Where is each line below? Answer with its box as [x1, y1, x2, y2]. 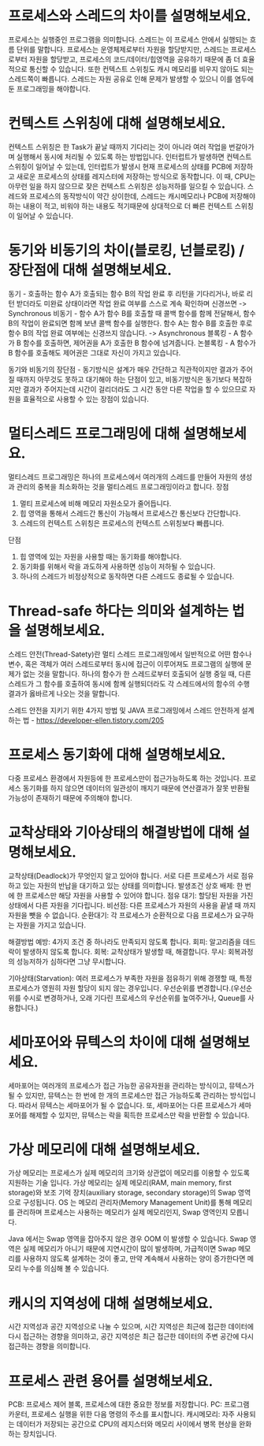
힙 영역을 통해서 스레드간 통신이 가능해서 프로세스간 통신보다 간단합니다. [19, 508, 241, 518]
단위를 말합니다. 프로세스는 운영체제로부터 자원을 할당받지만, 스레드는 [16, 44, 229, 54]
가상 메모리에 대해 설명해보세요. [8, 1140, 201, 1158]
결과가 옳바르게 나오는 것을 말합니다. [8, 689, 120, 698]
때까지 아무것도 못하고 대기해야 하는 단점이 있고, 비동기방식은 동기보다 [16, 374, 231, 384]
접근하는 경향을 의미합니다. [8, 1341, 91, 1351]
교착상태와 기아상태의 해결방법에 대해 [8, 823, 234, 842]
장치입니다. [22, 1429, 58, 1439]
